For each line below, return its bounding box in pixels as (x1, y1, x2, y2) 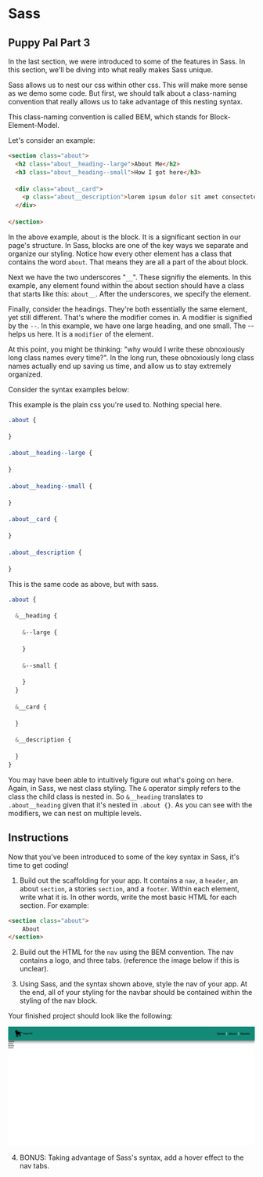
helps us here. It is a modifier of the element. (8, 329, 154, 338)
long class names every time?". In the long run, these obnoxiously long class (8, 352, 254, 362)
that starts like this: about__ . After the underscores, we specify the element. (8, 289, 252, 298)
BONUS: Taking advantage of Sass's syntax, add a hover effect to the (19, 1153, 244, 1162)
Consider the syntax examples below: (8, 384, 130, 394)
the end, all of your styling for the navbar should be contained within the (19, 988, 253, 997)
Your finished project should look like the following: (8, 1011, 174, 1021)
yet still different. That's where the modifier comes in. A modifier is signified (8, 312, 253, 322)
